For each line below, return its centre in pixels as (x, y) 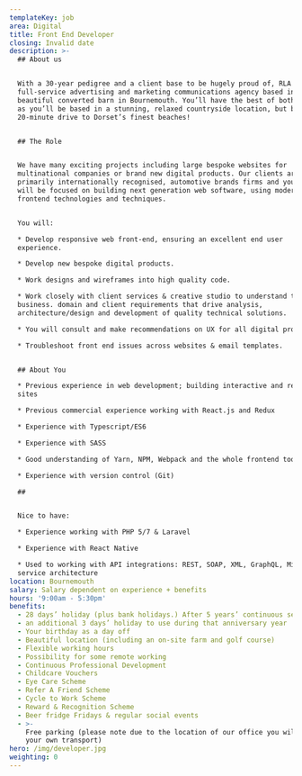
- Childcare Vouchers (58, 673)
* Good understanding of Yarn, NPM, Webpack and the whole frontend (148, 459)
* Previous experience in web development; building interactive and (150, 386)
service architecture (58, 573)
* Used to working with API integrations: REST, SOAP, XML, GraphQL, (150, 564)
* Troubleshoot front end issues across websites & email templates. (150, 346)
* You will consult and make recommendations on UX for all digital (148, 329)
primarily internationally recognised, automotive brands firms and (148, 182)
